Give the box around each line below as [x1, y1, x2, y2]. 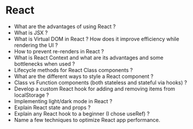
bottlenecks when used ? [14, 60, 75, 67]
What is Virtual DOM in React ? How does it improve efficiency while [14, 35, 179, 42]
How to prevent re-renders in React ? [14, 47, 104, 55]
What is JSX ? [14, 29, 48, 36]
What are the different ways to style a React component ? [14, 73, 154, 80]
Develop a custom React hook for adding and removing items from [14, 85, 175, 92]
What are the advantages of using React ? [14, 23, 116, 30]
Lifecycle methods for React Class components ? [14, 66, 133, 73]
